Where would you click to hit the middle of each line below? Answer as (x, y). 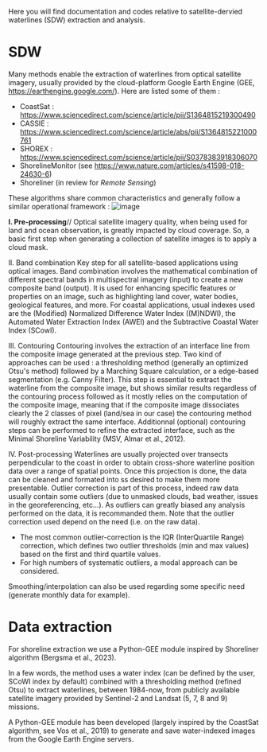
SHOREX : (36, 148)
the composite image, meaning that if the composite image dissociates (124, 404)
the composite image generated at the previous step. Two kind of (115, 354)
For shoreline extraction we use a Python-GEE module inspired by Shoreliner (134, 649)
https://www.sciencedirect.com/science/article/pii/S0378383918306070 (139, 157)
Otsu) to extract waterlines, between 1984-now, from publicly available (124, 690)
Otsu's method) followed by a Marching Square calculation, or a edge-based (133, 371)
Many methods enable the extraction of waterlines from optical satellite (125, 74)
